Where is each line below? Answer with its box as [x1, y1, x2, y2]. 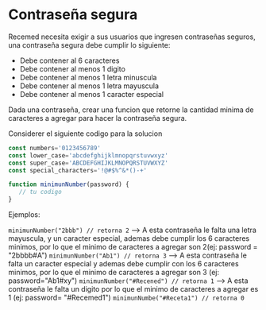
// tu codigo [18, 188, 62, 196]
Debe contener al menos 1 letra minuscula [19, 72, 157, 82]
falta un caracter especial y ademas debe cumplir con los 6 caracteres [8, 259, 240, 269]
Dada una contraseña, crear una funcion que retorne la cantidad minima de [8, 105, 254, 114]
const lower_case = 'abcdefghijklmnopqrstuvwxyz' [8, 151, 169, 160]
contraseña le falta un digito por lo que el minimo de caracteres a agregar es [8, 285, 259, 294]
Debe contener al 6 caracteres [19, 56, 120, 65]
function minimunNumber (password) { [8, 180, 129, 188]
